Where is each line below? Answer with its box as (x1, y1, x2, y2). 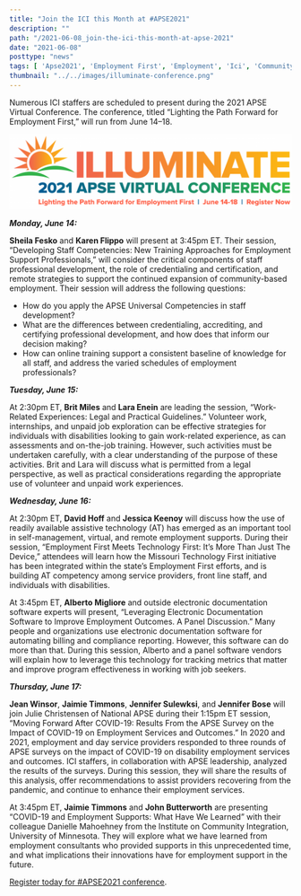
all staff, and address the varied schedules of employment (21, 357, 237, 368)
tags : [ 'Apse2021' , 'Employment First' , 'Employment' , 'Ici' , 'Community (9, 62, 295, 71)
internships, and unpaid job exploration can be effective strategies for (9, 420, 267, 431)
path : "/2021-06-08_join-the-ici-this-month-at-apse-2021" (9, 33, 235, 42)
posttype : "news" (9, 52, 74, 62)
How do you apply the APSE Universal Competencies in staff (21, 300, 246, 311)
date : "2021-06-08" (9, 43, 82, 52)
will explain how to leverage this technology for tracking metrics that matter (9, 654, 288, 664)
